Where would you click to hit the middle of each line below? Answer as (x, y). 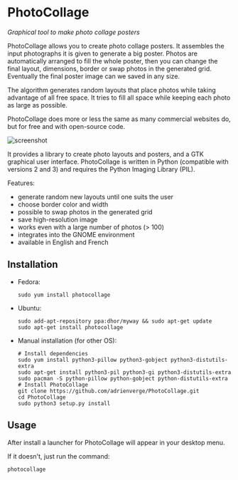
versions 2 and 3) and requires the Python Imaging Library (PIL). (101, 169)
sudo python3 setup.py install (64, 403)
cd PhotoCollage (42, 397)
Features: (21, 183)
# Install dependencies (53, 353)
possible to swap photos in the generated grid (85, 212)
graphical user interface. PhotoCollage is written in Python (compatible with (118, 162)
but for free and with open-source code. (66, 126)
